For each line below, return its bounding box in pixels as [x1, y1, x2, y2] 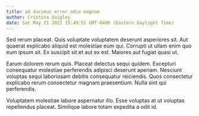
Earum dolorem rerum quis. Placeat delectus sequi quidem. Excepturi [6, 60, 176, 67]
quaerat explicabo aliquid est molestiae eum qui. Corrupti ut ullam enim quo [6, 42, 192, 49]
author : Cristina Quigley [6, 14, 70, 20]
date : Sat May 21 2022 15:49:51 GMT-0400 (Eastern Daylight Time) [6, 20, 175, 26]
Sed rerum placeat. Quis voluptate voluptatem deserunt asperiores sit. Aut [6, 36, 188, 43]
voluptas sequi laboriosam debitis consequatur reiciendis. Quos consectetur [6, 73, 194, 80]
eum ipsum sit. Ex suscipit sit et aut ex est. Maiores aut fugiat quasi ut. [6, 49, 179, 56]
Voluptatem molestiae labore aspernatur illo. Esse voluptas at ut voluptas [6, 97, 185, 104]
